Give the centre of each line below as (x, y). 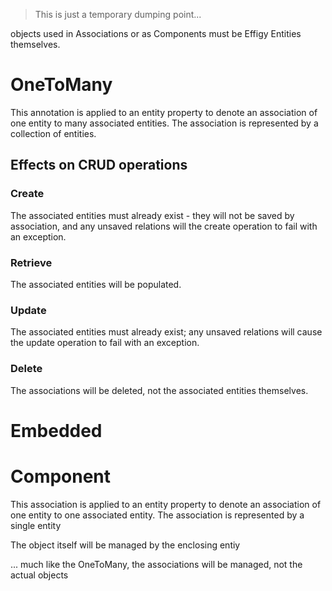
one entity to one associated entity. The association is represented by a (157, 515)
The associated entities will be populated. (96, 284)
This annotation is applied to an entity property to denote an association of (164, 112)
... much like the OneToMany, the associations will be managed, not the (156, 564)
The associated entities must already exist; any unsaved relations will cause (166, 332)
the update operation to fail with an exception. (105, 343)
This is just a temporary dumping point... (118, 14)
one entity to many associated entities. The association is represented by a (164, 123)
